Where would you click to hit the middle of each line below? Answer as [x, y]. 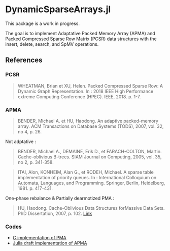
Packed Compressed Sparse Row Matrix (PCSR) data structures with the [81, 39]
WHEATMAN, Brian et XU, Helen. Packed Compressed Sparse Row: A [90, 86]
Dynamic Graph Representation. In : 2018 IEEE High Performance [86, 91]
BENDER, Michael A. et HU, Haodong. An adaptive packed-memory [88, 121]
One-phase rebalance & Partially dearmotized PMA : [60, 198]
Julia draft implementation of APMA [50, 243]
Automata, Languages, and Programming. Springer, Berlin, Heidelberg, [91, 183]
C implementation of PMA [40, 238]
